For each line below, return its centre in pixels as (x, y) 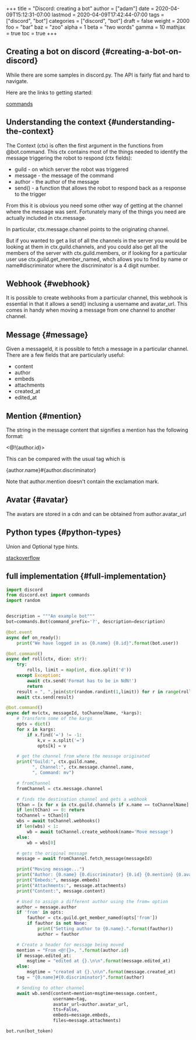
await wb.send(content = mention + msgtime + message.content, (87, 993)
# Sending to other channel (50, 988)
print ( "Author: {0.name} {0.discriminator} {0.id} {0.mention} (95, 875)
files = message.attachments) (87, 1021)
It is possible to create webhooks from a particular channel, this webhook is (97, 298)
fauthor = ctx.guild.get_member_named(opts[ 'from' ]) (92, 918)
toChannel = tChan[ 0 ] (43, 815)
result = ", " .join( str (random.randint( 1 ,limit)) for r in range (98, 692)
